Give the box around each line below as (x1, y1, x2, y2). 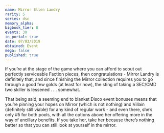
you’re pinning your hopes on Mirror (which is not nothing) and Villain (5, 101, 145, 108)
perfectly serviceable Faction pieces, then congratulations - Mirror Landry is (5, 71, 159, 77)
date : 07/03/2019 (5, 39, 41, 44)
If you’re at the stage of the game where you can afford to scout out (5, 66, 142, 72)
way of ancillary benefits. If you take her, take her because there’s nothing (5, 117, 154, 123)
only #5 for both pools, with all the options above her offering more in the (5, 112, 153, 118)
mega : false (5, 48, 29, 53)
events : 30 (5, 30, 27, 35)
